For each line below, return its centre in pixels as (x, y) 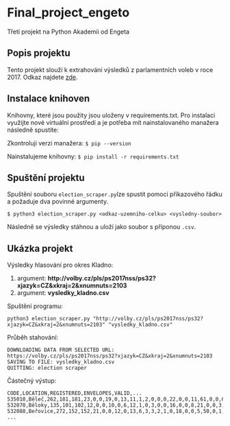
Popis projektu (39, 53)
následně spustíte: (33, 130)
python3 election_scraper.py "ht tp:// (62, 319)
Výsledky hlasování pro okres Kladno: (60, 265)
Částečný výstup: (32, 381)
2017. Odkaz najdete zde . (42, 77)
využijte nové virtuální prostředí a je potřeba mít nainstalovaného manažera (113, 122)
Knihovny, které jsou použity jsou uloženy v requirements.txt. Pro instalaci (111, 115)
